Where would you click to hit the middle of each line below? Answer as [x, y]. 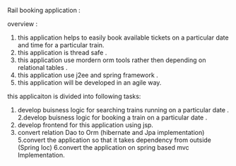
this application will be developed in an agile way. [89, 83]
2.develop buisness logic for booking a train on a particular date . [112, 117]
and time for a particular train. [61, 45]
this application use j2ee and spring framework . [88, 75]
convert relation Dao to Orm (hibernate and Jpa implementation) [111, 132]
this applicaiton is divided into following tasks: [74, 96]
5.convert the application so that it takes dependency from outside [114, 140]
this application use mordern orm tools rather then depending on [112, 60]
